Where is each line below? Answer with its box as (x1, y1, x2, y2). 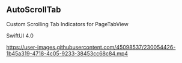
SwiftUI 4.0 (6, 32, 34, 39)
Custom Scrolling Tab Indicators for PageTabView (6, 20, 129, 27)
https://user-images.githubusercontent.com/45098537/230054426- (6, 43, 176, 51)
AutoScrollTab (6, 5, 61, 15)
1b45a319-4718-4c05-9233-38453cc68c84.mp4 (6, 50, 128, 57)
